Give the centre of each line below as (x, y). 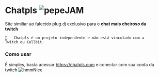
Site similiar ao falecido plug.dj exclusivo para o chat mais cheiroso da (76, 24)
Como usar (18, 54)
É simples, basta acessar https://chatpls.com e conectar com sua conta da (79, 65)
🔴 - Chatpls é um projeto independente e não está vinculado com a (75, 38)
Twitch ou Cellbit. (25, 42)
